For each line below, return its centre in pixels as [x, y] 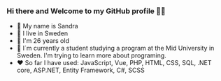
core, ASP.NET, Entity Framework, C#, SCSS [80, 70]
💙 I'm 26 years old [43, 41]
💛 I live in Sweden [42, 33]
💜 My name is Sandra [47, 26]
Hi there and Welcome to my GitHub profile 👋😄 [86, 11]
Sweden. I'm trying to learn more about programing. [92, 55]
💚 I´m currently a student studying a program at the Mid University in [115, 48]
